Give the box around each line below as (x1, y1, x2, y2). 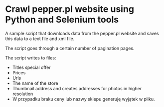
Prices (12, 69, 26, 75)
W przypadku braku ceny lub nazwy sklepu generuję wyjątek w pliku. (12, 96, 156, 102)
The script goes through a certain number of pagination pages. (5, 45, 135, 51)
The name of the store (12, 80, 58, 86)
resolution (12, 91, 33, 97)
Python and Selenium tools (5, 14, 119, 25)
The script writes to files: (5, 54, 56, 60)
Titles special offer (12, 64, 51, 70)
